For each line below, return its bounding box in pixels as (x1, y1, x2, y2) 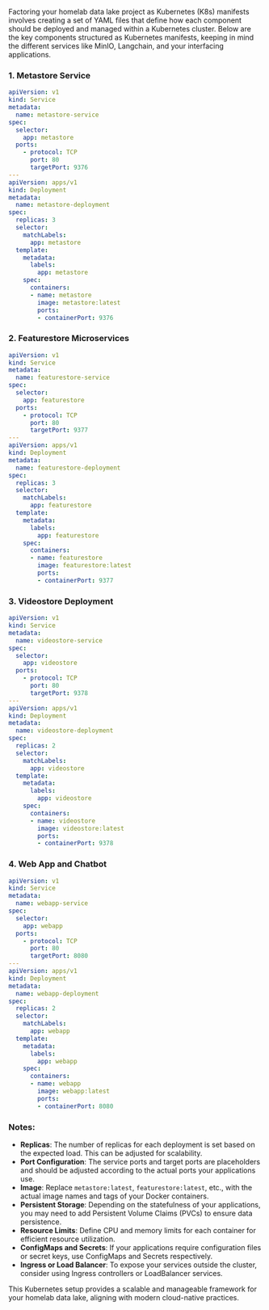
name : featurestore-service (15, 373, 111, 382)
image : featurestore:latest (37, 562, 132, 570)
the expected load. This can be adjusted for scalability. (19, 1148, 203, 1158)
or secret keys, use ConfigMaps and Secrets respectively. (19, 1251, 212, 1261)
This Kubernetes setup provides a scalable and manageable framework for (8, 1284, 257, 1294)
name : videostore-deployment (15, 727, 114, 735)
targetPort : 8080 (29, 952, 89, 960)
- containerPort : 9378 (37, 840, 114, 848)
